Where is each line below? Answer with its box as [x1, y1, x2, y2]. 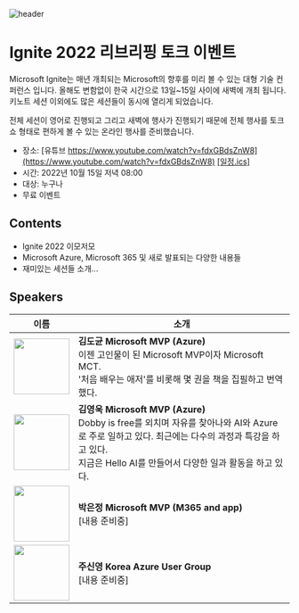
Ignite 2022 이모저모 [21, 241, 96, 252]
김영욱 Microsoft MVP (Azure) [78, 402, 206, 415]
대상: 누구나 [21, 178, 64, 189]
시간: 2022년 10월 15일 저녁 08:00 [21, 167, 143, 178]
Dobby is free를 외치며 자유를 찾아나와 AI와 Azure [78, 416, 279, 428]
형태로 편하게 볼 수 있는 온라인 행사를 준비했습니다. [18, 126, 194, 137]
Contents [9, 216, 62, 231]
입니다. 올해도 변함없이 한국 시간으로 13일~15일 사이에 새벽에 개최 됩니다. [32, 85, 287, 95]
